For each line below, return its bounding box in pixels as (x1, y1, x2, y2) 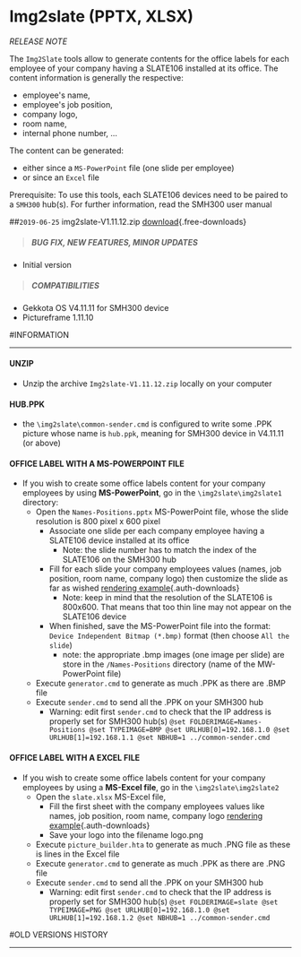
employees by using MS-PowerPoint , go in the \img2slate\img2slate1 (21, 487, 282, 498)
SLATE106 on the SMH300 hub (62, 554, 177, 565)
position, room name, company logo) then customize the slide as (48, 573, 288, 584)
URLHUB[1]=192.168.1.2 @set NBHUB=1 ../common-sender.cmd (48, 913, 271, 922)
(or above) (21, 437, 61, 449)
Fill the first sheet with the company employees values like (48, 800, 265, 812)
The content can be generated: (9, 145, 124, 156)
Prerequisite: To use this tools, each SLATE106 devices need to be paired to (9, 189, 288, 200)
